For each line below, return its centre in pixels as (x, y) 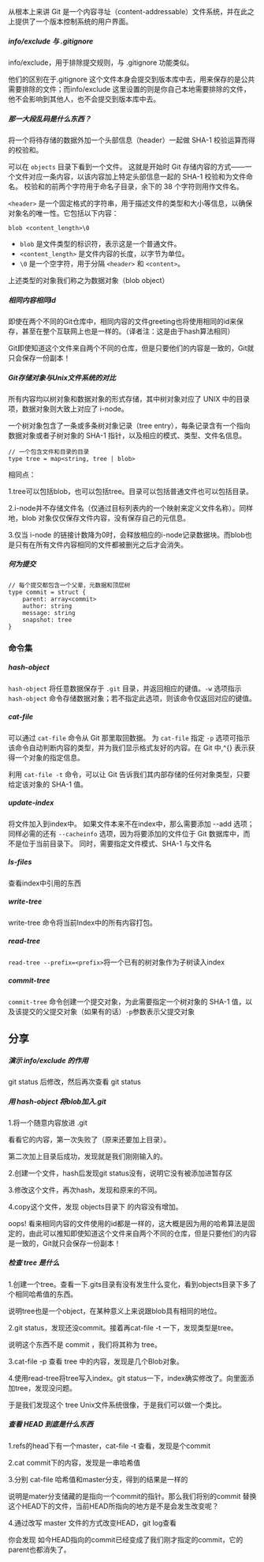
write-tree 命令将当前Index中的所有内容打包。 (83, 922)
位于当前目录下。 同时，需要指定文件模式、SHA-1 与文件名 (117, 843)
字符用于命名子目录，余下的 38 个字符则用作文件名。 (158, 186)
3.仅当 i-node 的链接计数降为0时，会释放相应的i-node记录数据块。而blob (127, 534)
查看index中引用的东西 (45, 883)
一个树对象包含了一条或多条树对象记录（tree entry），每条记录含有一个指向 (129, 425)
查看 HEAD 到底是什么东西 (51, 1424)
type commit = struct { (47, 592)
